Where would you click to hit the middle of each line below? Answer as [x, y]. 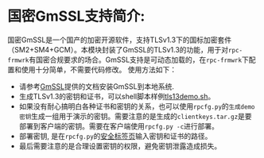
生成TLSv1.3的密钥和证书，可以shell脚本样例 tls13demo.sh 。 [117, 96]
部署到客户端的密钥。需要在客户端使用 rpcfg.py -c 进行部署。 [119, 126]
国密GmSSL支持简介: [76, 16]
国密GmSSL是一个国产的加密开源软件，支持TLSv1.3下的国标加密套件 [120, 40]
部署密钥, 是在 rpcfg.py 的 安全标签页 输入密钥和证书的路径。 [115, 136]
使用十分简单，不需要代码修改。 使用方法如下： [99, 69]
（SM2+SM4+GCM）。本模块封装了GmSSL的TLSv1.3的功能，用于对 [118, 49]
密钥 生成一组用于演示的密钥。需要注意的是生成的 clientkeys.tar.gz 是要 [135, 116]
